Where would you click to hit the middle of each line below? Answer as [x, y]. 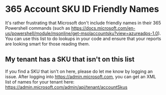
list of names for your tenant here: [40, 82]
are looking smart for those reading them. [48, 44]
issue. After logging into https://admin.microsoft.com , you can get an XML [81, 76]
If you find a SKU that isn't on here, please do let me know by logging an [79, 71]
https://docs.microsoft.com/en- [103, 28]
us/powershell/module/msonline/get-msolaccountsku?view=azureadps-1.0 [82, 33]
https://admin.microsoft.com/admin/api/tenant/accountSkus [66, 87]
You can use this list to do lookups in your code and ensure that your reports [83, 39]
